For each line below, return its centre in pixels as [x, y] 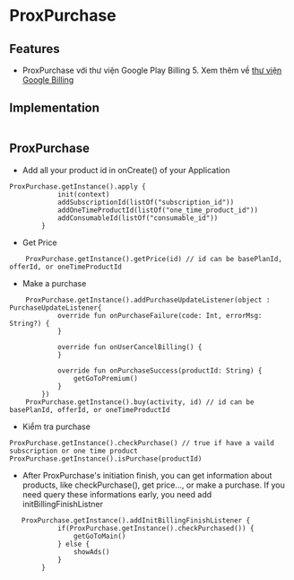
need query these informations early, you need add [117, 494]
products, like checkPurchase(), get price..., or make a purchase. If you [153, 485]
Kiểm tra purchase [56, 426]
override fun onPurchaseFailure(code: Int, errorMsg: [160, 315]
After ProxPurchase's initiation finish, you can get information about [147, 475]
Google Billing [48, 80]
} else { [73, 544]
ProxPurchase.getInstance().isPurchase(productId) [106, 459]
